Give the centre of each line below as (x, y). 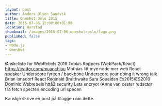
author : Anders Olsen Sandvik (36, 14)
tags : (10, 41)
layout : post (18, 9)
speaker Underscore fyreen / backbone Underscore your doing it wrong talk (81, 74)
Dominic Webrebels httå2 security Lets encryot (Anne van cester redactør (79, 84)
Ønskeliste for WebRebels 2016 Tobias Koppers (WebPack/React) (70, 64)
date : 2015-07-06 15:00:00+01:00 (39, 23)
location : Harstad (24, 27)
